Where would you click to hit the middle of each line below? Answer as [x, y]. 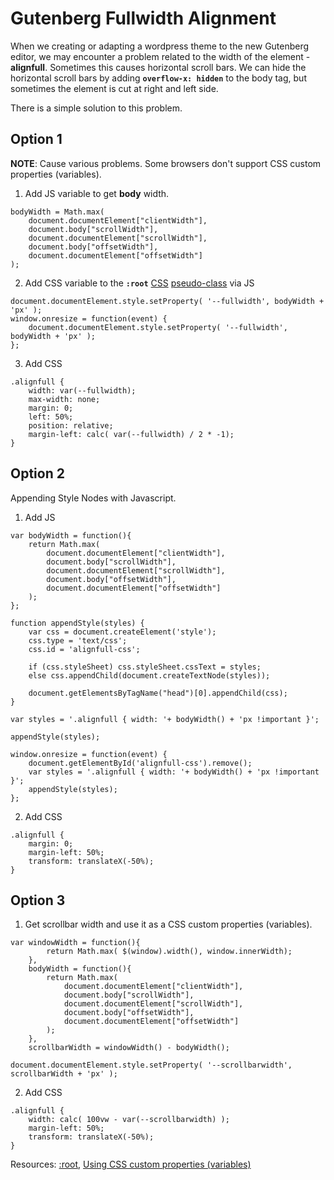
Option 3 [38, 900]
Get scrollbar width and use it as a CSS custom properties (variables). [168, 924]
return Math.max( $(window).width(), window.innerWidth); [169, 952]
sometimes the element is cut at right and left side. [114, 88]
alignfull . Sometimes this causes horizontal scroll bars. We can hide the [158, 67]
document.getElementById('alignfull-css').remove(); [140, 763]
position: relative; [71, 425]
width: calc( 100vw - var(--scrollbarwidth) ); [129, 1120]
